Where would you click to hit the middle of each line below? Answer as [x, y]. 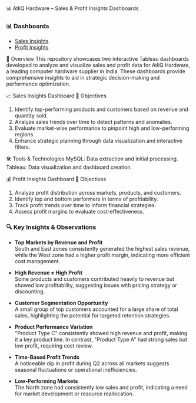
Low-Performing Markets [46, 381]
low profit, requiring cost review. [54, 345]
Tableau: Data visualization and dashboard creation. [69, 168]
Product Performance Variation [54, 327]
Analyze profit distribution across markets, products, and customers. [98, 193]
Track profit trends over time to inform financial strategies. [85, 205]
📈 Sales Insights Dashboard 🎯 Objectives [57, 96]
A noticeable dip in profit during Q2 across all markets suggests [92, 363]
